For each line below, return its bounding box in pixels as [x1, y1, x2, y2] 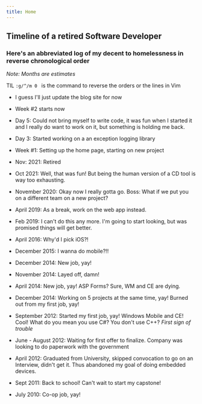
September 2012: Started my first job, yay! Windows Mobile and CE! [14, 312, 184, 320]
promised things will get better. [14, 224, 92, 232]
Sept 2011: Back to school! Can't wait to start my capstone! [14, 379, 162, 387]
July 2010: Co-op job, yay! [14, 391, 81, 398]
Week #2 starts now [14, 105, 65, 113]
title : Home [6, 8, 36, 15]
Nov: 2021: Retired [14, 158, 62, 166]
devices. [14, 368, 37, 375]
